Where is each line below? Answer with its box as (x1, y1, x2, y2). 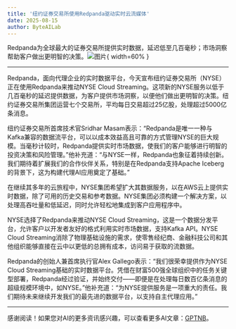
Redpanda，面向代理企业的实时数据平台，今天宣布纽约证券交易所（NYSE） (7, 74, 226, 82)
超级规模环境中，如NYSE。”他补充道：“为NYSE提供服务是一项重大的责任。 (7, 283, 221, 292)
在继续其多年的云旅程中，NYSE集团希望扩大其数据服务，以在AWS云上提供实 (7, 183, 229, 192)
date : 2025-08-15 (7, 17, 58, 24)
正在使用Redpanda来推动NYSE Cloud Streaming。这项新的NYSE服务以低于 (7, 82, 225, 92)
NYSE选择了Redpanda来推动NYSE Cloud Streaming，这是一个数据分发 (7, 216, 212, 224)
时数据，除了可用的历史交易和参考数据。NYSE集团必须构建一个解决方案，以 (7, 192, 227, 201)
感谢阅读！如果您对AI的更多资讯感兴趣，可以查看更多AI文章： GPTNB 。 (7, 314, 213, 323)
